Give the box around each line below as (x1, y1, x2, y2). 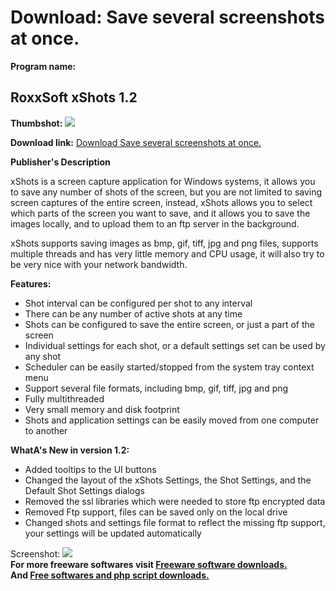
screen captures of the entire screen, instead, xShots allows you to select (10, 196, 313, 208)
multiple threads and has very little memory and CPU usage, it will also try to (10, 247, 325, 260)
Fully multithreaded (24, 392, 105, 405)
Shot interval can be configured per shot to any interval (24, 297, 253, 309)
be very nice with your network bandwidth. (10, 258, 188, 270)
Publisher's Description (10, 156, 111, 168)
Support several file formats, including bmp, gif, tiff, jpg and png (24, 382, 289, 394)
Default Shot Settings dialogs (24, 484, 145, 496)
